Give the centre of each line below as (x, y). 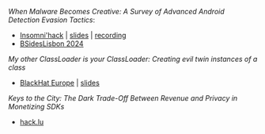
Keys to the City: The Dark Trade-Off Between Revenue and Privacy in (123, 98)
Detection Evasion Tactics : (52, 20)
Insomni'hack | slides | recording (73, 35)
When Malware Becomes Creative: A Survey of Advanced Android (117, 11)
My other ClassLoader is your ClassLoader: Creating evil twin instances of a (133, 59)
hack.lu (32, 122)
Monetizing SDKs (36, 107)
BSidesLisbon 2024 (52, 44)
